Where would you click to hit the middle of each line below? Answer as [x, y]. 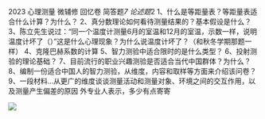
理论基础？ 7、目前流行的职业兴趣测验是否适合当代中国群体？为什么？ [136, 61]
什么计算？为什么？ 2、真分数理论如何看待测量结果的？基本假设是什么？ [133, 21]
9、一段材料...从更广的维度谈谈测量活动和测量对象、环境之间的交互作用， [129, 81]
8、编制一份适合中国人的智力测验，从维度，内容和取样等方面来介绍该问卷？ [132, 71]
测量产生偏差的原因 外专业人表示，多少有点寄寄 [93, 91]
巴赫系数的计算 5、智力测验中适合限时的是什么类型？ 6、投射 [150, 51]
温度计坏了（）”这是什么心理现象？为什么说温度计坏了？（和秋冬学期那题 [127, 41]
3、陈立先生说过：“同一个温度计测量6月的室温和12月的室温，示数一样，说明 [132, 31]
